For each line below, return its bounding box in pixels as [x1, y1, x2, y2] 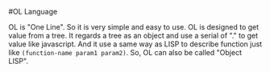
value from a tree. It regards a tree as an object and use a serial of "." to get [8, 31, 259, 40]
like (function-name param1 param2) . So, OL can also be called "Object [8, 48, 242, 57]
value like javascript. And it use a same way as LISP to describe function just [8, 39, 263, 49]
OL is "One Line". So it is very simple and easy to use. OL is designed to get [8, 22, 260, 31]
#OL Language [8, 7, 58, 16]
